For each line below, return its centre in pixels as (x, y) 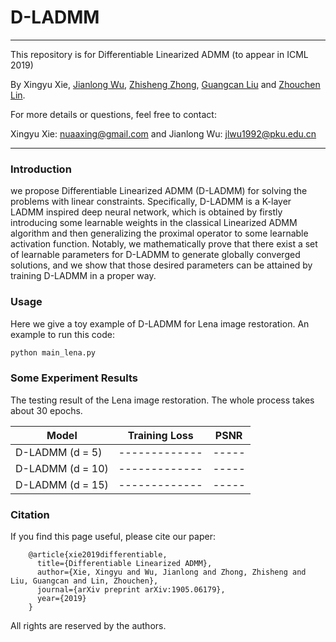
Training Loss (160, 435)
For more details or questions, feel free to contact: (113, 114)
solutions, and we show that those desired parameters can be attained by (161, 265)
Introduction (41, 169)
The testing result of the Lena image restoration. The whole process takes (162, 400)
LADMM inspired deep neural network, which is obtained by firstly (146, 212)
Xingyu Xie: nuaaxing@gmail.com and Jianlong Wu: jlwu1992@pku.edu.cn (163, 133)
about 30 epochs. (46, 410)
